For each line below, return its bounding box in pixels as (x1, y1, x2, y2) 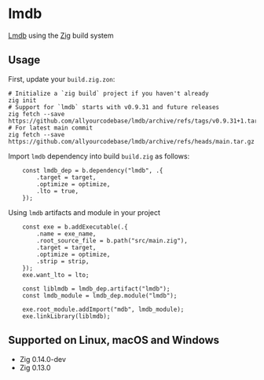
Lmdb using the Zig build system (8, 31, 114, 40)
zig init (8, 96, 37, 104)
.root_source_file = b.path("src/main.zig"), (36, 236, 189, 244)
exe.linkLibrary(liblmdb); (22, 312, 111, 320)
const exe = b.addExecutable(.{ (22, 223, 128, 231)
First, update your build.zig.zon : (8, 74, 115, 83)
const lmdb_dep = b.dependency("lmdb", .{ (22, 166, 163, 174)
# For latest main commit (8, 123, 93, 132)
